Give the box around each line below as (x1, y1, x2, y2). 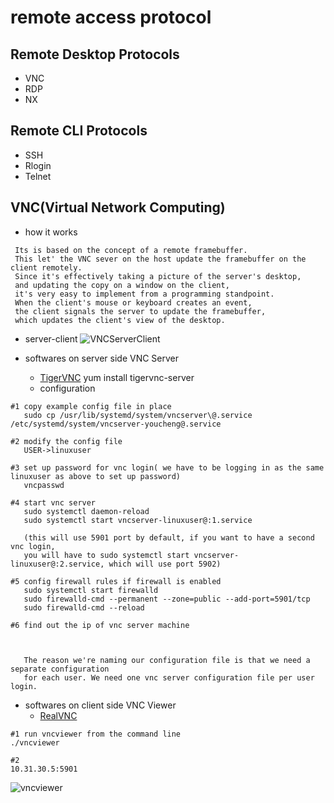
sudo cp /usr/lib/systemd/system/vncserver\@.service (23, 410, 253, 420)
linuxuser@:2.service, (10, 559, 105, 569)
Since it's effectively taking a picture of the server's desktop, (14, 271, 302, 281)
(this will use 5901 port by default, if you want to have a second (23, 532, 315, 543)
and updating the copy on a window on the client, (14, 280, 230, 290)
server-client (24, 332, 78, 345)
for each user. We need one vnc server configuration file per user (23, 672, 315, 683)
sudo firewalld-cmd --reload (23, 602, 145, 613)
